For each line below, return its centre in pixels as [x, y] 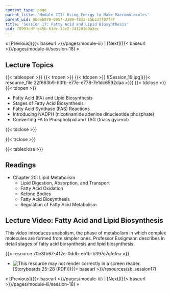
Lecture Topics [30, 65]
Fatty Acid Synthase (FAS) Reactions [51, 109]
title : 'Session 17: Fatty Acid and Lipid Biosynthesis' [67, 24]
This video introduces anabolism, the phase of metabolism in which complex [86, 233]
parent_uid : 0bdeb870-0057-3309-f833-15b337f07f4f [60, 19]
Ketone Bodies [35, 194]
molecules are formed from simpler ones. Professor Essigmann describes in [85, 238]
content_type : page [26, 10]
